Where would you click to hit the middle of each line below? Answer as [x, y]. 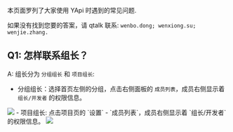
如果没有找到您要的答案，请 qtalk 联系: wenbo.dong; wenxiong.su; [102, 25]
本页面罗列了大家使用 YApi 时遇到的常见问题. [72, 10]
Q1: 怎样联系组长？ [48, 56]
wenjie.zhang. [28, 32]
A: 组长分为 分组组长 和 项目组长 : [51, 74]
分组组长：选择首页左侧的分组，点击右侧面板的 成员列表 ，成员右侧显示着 [121, 88]
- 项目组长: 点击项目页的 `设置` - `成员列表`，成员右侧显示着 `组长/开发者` [121, 112]
